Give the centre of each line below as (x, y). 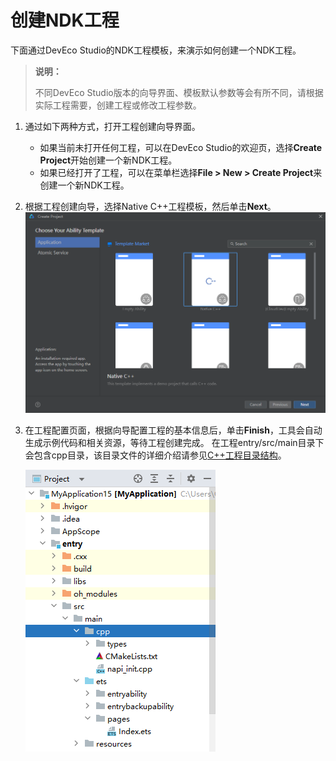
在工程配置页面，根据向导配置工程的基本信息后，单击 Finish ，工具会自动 (173, 430)
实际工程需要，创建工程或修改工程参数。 (118, 105)
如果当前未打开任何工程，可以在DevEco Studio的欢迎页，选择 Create (181, 147)
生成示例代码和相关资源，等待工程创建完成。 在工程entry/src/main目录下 (174, 442)
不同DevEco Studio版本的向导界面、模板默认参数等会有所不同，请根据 (179, 92)
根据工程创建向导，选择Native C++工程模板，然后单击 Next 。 (150, 206)
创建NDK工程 (65, 20)
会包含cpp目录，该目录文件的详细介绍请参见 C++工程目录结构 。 (155, 455)
